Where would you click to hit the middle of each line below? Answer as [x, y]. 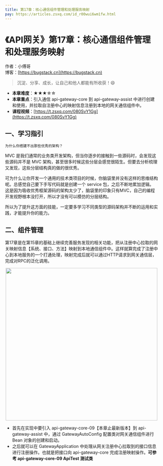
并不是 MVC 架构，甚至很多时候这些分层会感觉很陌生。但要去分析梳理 [88, 162]
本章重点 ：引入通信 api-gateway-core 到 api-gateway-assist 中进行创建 [83, 99]
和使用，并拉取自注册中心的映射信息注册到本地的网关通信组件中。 [78, 105]
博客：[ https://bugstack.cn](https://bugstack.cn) [54, 72]
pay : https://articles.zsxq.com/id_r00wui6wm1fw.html [61, 14]
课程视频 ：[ [24, 111]
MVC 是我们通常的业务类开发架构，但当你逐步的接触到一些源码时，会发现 [78, 156]
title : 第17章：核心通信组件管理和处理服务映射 [47, 10]
